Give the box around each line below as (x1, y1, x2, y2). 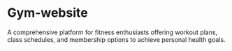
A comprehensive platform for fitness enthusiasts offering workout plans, (7, 28, 218, 36)
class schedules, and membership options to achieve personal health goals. (7, 35, 226, 43)
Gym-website (7, 5, 89, 21)
